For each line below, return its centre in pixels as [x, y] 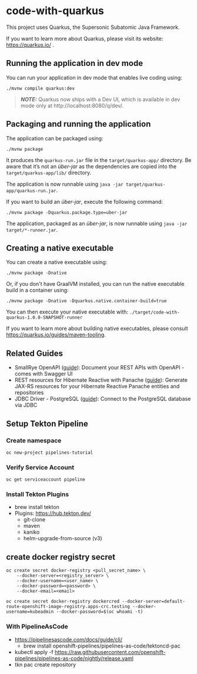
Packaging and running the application [79, 124]
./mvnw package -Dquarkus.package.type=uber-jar [67, 212]
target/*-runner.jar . [32, 229]
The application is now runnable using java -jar [65, 184]
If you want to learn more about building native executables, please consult [97, 329]
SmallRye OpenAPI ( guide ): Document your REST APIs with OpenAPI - [99, 368]
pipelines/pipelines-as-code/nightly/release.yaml [74, 658]
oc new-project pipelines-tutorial [50, 452]
